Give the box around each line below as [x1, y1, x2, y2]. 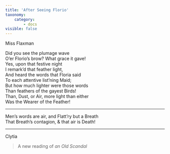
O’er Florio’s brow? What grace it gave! [5, 55, 86, 61]
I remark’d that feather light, [5, 67, 63, 73]
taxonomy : [5, 12, 26, 17]
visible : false [5, 26, 37, 32]
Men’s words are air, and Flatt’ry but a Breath [5, 113, 99, 119]
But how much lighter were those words [5, 82, 89, 89]
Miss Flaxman [5, 40, 34, 46]
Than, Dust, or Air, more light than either [5, 94, 89, 100]
